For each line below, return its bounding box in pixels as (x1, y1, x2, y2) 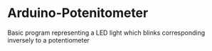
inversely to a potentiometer (7, 35, 90, 44)
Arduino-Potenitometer (7, 5, 149, 21)
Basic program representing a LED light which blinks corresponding (7, 28, 206, 37)
